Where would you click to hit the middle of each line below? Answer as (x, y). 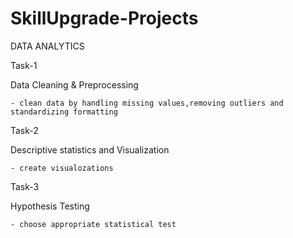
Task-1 (24, 65)
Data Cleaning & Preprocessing (74, 84)
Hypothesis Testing (50, 206)
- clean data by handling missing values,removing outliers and (147, 103)
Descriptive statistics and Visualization (90, 149)
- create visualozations (62, 168)
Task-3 (25, 186)
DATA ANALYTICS (47, 46)
